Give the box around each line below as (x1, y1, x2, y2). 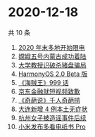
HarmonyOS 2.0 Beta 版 (18, 70, 88, 78)
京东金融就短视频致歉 (18, 87, 80, 96)
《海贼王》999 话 (18, 78, 69, 86)
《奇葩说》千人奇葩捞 (18, 96, 80, 104)
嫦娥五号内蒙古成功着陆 (18, 52, 87, 60)
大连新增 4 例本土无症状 (18, 105, 88, 113)
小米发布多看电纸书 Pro (18, 122, 87, 131)
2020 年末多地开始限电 (18, 43, 85, 51)
